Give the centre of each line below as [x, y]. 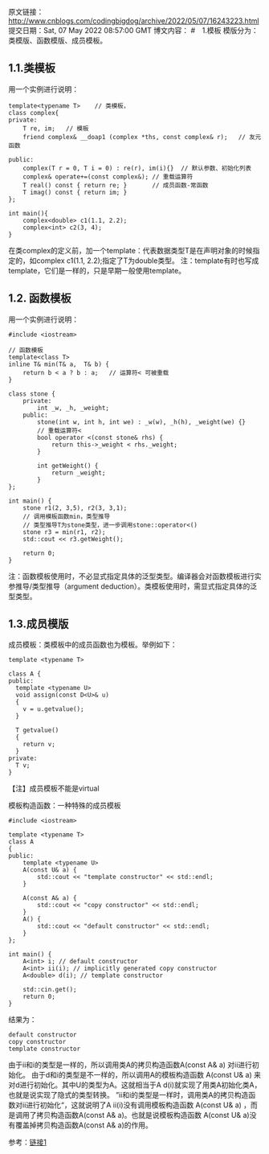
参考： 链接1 [27, 1142]
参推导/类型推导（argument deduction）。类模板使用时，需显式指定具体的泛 [133, 586]
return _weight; [78, 473]
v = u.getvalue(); [53, 709]
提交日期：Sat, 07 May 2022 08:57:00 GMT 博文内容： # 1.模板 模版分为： [133, 30]
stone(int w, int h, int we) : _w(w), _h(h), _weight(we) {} [142, 422]
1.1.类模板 [32, 68]
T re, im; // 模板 [56, 128]
